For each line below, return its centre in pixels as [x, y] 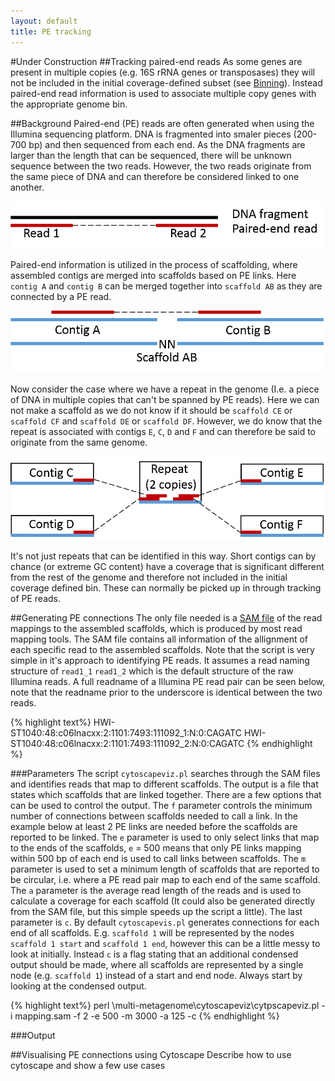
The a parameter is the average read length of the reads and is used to [156, 891]
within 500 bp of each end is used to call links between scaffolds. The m [158, 859]
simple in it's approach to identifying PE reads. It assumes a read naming [160, 661]
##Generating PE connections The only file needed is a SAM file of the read [166, 618]
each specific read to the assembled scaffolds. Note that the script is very [162, 650]
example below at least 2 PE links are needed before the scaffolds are [154, 827]
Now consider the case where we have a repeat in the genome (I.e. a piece [165, 389]
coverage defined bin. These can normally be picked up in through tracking [166, 588]
